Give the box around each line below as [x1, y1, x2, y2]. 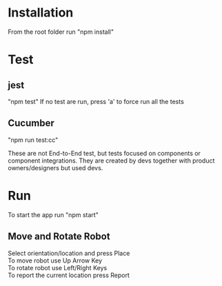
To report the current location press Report [8, 271, 130, 279]
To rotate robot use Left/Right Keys [8, 263, 108, 272]
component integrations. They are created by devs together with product [8, 156, 215, 165]
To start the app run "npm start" [8, 210, 99, 218]
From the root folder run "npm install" [8, 28, 114, 36]
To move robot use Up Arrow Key [8, 256, 103, 265]
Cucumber [8, 117, 54, 129]
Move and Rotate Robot [8, 231, 110, 243]
